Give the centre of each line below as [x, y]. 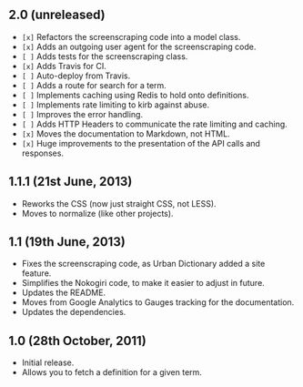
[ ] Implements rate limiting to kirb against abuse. [116, 105]
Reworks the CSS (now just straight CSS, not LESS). [119, 203]
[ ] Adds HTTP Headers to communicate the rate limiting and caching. [154, 124]
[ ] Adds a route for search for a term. [94, 85]
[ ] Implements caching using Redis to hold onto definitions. [135, 95]
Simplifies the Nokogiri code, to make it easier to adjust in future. [143, 283]
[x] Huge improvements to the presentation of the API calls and [141, 143]
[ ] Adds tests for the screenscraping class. [105, 56]
